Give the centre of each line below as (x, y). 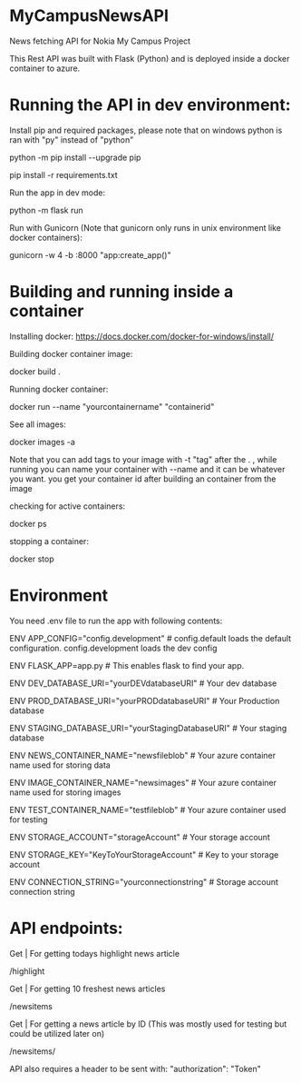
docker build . (35, 371)
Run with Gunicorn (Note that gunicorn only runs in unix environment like (145, 227)
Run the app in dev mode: (58, 193)
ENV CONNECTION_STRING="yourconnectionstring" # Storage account (144, 881)
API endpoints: (67, 928)
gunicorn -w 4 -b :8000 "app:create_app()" (90, 254)
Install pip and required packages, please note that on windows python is (146, 130)
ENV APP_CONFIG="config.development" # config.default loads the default (150, 638)
